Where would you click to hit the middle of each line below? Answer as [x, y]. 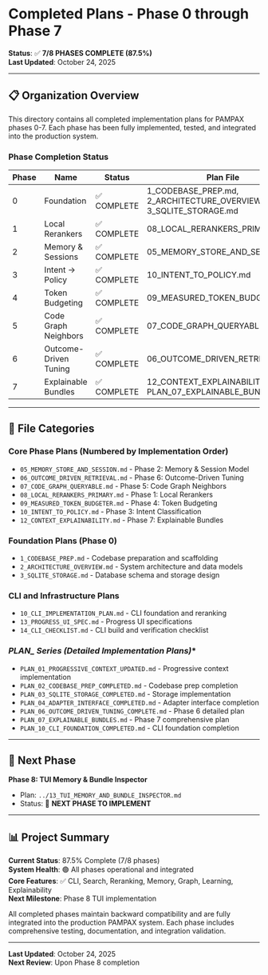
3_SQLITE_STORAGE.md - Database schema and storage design [120, 575]
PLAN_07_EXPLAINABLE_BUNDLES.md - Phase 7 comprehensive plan [124, 719]
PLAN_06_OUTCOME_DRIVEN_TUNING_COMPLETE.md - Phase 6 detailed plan [132, 711]
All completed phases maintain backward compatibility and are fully [120, 914]
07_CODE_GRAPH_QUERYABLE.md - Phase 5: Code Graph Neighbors [123, 486]
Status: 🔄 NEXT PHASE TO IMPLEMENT [85, 804]
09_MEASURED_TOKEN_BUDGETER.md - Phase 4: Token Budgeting [118, 503]
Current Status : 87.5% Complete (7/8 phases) [84, 861]
